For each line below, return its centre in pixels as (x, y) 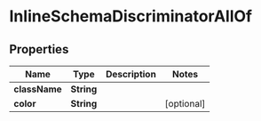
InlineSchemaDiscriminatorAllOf (131, 16)
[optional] (185, 104)
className (38, 89)
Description (131, 74)
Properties (39, 49)
